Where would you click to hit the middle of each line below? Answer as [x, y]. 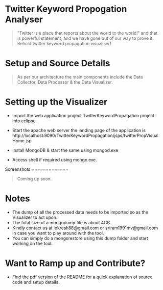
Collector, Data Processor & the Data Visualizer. [65, 82]
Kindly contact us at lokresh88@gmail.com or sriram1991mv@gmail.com [85, 228]
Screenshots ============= [37, 169]
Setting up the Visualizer [56, 102]
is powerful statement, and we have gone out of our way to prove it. [85, 38]
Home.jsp [22, 140]
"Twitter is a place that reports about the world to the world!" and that [87, 33]
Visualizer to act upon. [35, 217]
